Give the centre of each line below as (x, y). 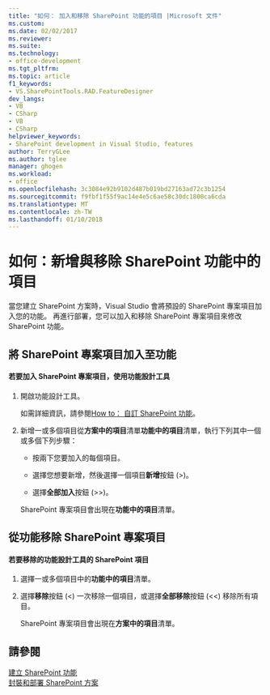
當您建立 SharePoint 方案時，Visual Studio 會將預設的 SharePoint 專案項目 (132, 306)
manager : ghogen (36, 167)
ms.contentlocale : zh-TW (50, 211)
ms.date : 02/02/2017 (43, 31)
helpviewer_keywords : (45, 136)
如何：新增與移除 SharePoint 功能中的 (135, 262)
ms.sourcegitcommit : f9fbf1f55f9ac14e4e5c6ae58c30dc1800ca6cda (117, 196)
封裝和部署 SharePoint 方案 (53, 683)
